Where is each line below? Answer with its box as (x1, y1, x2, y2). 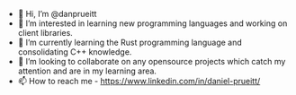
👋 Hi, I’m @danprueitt (17, 9, 97, 19)
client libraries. (17, 28, 74, 38)
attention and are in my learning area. (17, 65, 157, 76)
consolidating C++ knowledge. (17, 47, 132, 57)
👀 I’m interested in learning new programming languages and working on (17, 18, 288, 29)
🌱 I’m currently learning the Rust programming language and (17, 37, 243, 47)
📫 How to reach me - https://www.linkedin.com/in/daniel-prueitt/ (17, 76, 261, 86)
